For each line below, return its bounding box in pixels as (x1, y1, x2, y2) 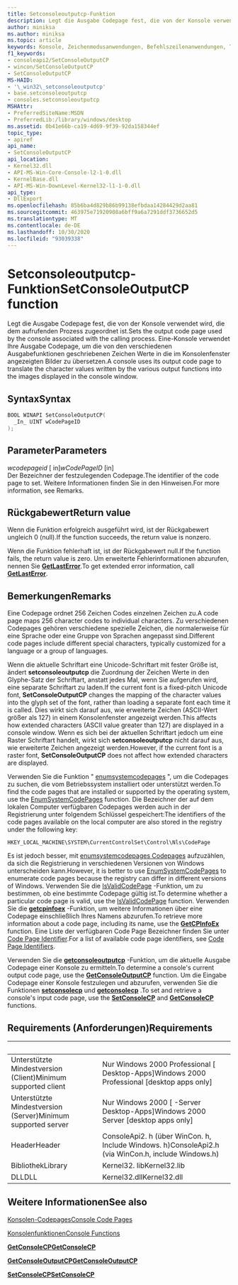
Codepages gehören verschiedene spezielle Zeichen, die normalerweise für (7, 624, 229, 633)
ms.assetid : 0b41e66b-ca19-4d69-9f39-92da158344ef (7, 122, 160, 130)
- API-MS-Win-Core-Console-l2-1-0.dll (7, 168, 122, 176)
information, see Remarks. (7, 486, 84, 495)
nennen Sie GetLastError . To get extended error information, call (7, 562, 195, 571)
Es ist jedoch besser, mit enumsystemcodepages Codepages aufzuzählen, (7, 851, 225, 860)
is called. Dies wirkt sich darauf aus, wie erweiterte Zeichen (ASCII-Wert (7, 706, 218, 714)
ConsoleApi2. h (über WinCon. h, (102, 1131, 212, 1141)
